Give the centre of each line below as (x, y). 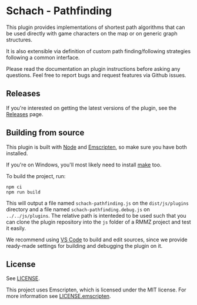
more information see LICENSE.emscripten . (59, 296)
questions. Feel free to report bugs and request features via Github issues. (96, 75)
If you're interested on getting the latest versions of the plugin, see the (91, 108)
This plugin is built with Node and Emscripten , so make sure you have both (96, 147)
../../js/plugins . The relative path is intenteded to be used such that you (96, 215)
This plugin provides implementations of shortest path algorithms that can (96, 27)
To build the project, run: (36, 176)
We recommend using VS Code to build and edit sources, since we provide (97, 240)
